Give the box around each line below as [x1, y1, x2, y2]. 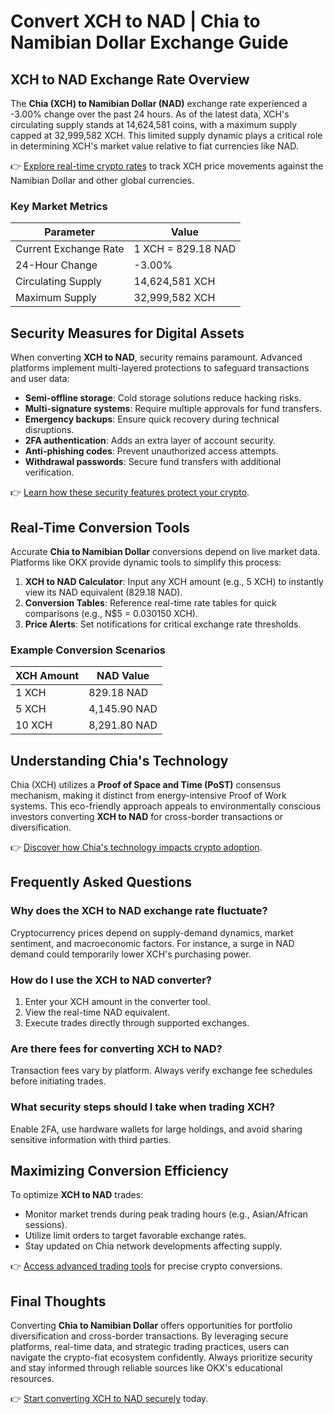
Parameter [44, 225, 96, 239]
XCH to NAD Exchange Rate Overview [10, 71, 250, 88]
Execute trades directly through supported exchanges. [24, 1017, 250, 1029]
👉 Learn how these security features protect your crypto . [10, 486, 250, 499]
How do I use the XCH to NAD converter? [10, 973, 213, 987]
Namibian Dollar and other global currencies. [10, 175, 195, 186]
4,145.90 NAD [88, 702, 158, 716]
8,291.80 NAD [88, 718, 158, 732]
